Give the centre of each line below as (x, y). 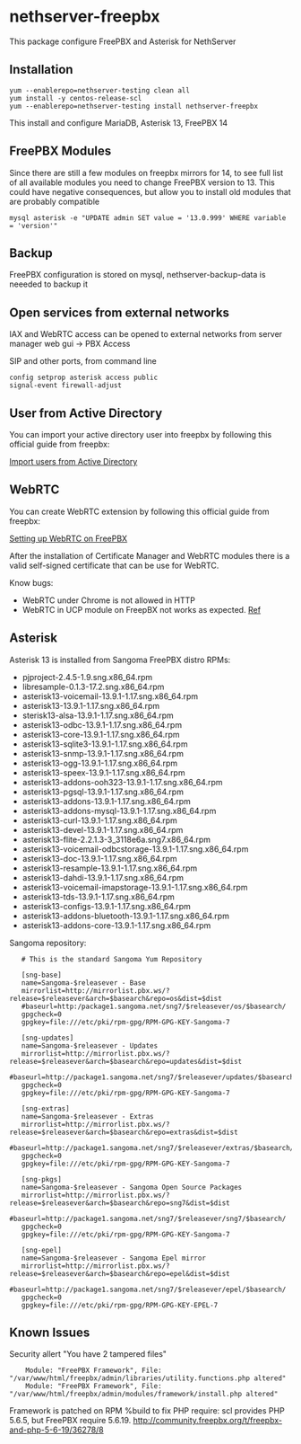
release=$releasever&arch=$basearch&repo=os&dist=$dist (116, 998)
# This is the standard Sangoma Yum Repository (112, 959)
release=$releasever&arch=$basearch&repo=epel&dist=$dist (120, 1273)
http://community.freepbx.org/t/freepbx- (207, 1421)
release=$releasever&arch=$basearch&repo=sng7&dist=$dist (120, 1203)
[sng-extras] (45, 1108)
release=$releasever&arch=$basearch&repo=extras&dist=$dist (124, 1132)
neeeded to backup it (48, 284)
